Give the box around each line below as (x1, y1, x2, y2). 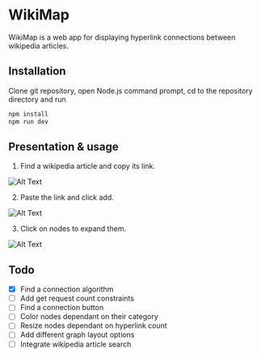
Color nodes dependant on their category (19, 312, 159, 321)
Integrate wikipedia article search (19, 339, 132, 349)
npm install (8, 110, 48, 118)
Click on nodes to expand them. (19, 224, 127, 233)
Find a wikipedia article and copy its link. (19, 162, 156, 171)
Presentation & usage (8, 140, 119, 153)
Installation (8, 65, 66, 78)
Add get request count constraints (19, 293, 135, 304)
